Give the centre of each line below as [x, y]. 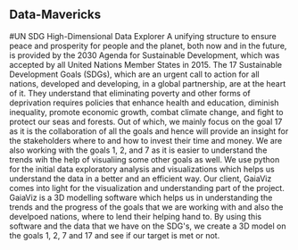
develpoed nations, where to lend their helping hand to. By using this [135, 216]
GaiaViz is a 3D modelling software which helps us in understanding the [141, 197]
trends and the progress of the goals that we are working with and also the [146, 207]
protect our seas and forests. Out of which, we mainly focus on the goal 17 [146, 121]
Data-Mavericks [55, 15]
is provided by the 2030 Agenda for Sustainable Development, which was [145, 55]
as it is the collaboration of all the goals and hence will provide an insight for [149, 131]
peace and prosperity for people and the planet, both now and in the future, [148, 46]
